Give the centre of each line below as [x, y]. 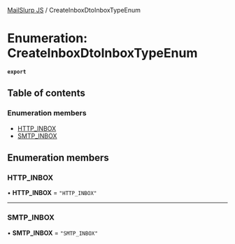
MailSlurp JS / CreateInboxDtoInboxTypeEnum [74, 10]
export [17, 72]
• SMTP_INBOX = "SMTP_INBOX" [52, 233]
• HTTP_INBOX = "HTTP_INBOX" [52, 193]
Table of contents [46, 93]
